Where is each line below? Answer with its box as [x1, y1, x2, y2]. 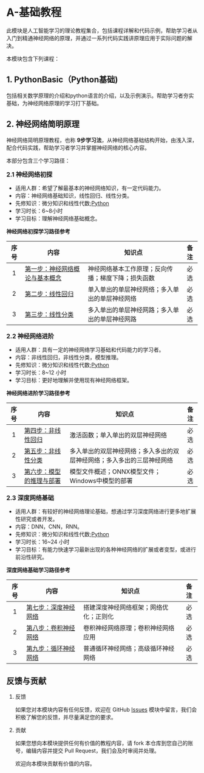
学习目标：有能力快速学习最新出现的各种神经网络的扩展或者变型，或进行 [15, 545, 196, 553]
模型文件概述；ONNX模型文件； [69, 467, 161, 475]
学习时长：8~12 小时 [15, 369, 67, 376]
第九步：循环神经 [26, 644, 75, 652]
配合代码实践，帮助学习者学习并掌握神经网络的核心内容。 [6, 144, 150, 151]
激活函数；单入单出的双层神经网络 [69, 430, 168, 439]
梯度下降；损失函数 [100, 273, 155, 282]
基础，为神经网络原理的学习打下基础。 [6, 99, 102, 107]
